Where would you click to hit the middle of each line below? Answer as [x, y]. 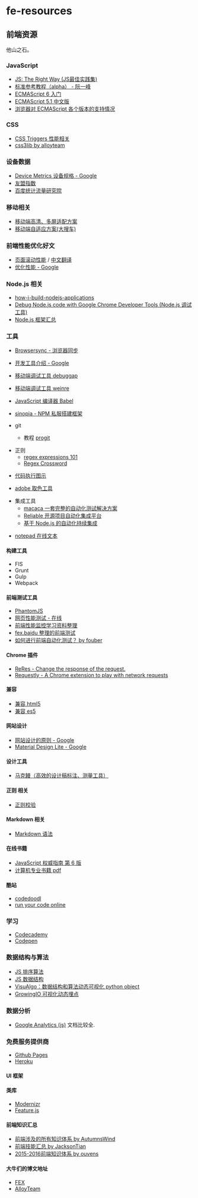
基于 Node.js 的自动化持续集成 [60, 523]
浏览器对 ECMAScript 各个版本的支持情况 [65, 109]
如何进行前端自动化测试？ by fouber [58, 640]
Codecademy [31, 935]
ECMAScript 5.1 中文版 [42, 102]
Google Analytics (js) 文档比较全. [55, 1025]
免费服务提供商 [28, 1042]
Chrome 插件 [22, 655]
